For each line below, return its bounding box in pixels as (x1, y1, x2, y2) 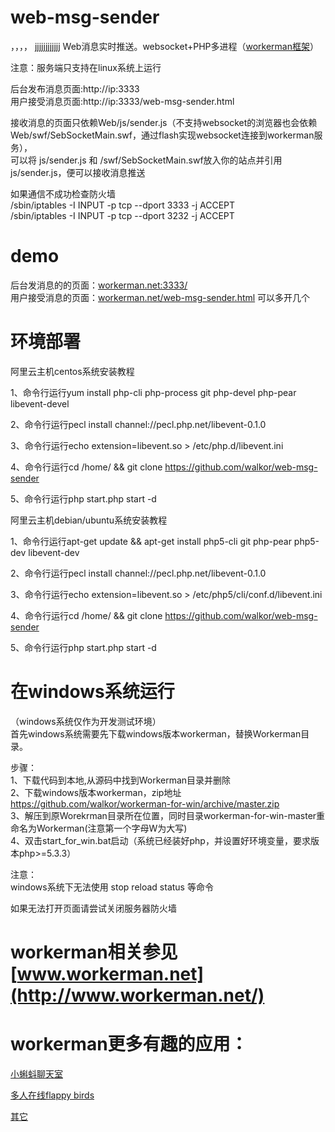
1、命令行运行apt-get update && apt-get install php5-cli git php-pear (10, 535, 292, 547)
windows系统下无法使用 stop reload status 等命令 (10, 881, 214, 893)
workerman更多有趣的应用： (10, 1033, 248, 1056)
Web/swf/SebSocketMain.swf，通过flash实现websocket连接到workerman (10, 129, 315, 141)
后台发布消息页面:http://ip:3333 (10, 82, 140, 95)
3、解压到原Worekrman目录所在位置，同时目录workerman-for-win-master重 (10, 809, 326, 821)
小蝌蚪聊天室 (10, 1067, 63, 1080)
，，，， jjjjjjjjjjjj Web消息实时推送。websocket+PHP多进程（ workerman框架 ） (10, 40, 320, 52)
